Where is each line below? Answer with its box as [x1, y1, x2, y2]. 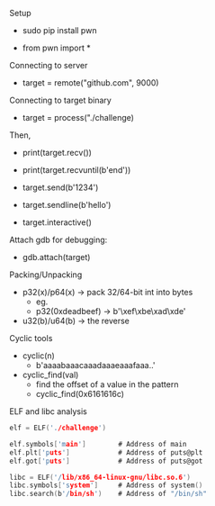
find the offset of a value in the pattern [35, 379, 179, 390]
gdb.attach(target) [22, 252, 91, 262]
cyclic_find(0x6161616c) [35, 389, 124, 399]
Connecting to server [9, 60, 88, 70]
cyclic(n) [22, 350, 56, 361]
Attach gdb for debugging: [9, 234, 108, 245]
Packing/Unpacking [9, 269, 83, 280]
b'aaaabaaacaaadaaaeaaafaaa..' [35, 360, 156, 370]
